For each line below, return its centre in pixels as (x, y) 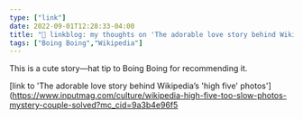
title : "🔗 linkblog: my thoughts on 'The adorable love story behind (143, 34)
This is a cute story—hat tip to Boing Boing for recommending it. (129, 69)
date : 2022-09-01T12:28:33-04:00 (72, 26)
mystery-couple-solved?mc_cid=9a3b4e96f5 (94, 105)
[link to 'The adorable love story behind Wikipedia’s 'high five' (124, 86)
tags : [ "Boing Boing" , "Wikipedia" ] (76, 43)
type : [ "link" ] (38, 18)
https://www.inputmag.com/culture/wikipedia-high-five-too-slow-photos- (149, 96)
